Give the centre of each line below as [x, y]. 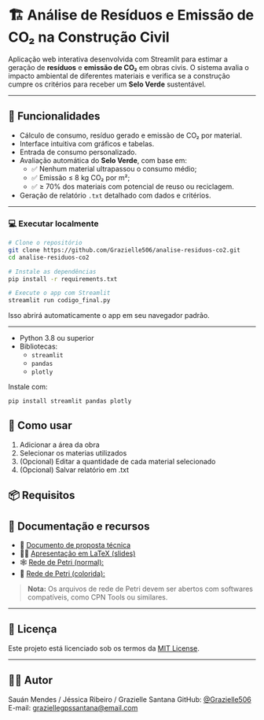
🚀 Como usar [40, 426]
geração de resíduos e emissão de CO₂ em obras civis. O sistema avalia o [128, 67]
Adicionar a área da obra [59, 445]
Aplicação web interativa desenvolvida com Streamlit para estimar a [118, 59]
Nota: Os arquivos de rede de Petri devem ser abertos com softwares [140, 589]
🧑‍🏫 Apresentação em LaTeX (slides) [77, 554]
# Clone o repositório [45, 243]
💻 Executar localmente [54, 223]
